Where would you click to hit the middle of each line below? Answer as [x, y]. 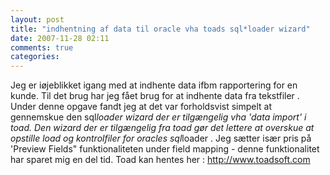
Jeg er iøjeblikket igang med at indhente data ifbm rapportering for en [154, 85]
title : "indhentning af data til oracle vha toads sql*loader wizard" [160, 29]
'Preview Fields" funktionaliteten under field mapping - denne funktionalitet [165, 149]
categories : [35, 57]
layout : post [37, 19]
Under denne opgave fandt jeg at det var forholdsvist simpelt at [141, 107]
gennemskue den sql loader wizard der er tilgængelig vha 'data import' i [158, 117]
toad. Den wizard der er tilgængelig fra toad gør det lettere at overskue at [162, 128]
